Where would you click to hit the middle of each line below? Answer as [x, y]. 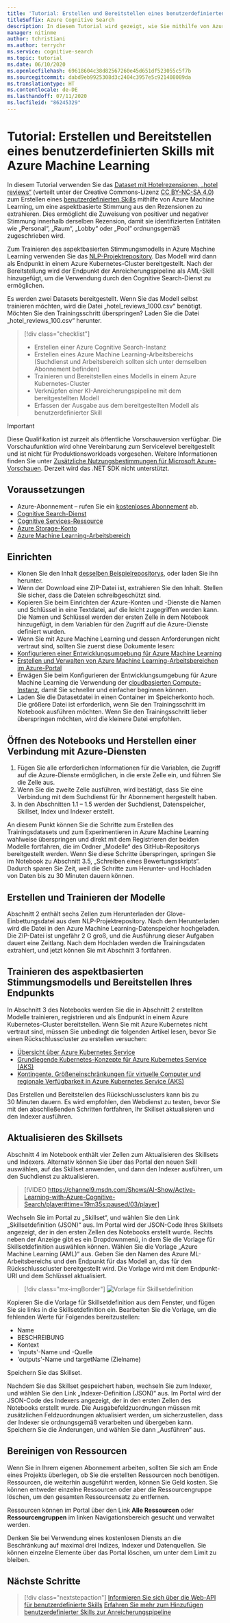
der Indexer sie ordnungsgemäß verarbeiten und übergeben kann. [100, 1422]
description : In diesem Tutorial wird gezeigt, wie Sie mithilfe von [108, 26]
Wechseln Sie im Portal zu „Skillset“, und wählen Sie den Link [93, 1217]
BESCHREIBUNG [40, 1337]
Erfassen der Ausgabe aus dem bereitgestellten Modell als [116, 405]
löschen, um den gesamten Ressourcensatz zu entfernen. [88, 1497]
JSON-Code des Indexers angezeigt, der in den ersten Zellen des [99, 1400]
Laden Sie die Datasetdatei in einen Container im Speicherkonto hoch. [116, 697]
